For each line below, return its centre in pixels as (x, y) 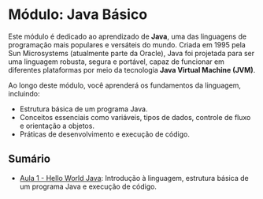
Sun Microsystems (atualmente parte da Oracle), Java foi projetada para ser (131, 53)
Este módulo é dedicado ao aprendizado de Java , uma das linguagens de (127, 36)
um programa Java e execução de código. (88, 186)
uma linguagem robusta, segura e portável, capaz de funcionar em (116, 62)
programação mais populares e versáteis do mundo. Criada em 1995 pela (127, 44)
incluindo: (24, 93)
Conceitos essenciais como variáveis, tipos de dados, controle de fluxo (135, 117)
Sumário (30, 159)
